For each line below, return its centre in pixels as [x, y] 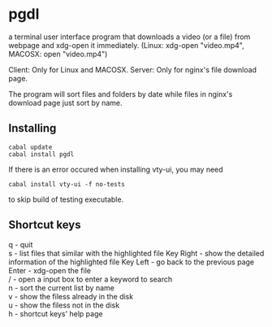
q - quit [21, 244]
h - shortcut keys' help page [56, 313]
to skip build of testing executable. [66, 199]
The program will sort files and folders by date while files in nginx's [121, 94]
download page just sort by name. [66, 102]
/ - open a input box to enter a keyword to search [91, 279]
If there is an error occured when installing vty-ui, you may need [116, 169]
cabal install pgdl [41, 154]
